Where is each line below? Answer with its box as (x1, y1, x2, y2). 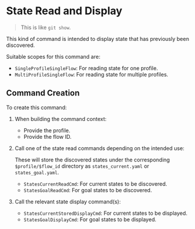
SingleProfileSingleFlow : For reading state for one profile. (14, 64, 158, 72)
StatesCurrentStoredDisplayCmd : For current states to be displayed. (23, 209, 188, 217)
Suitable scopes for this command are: (6, 53, 101, 60)
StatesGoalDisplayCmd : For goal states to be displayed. (23, 215, 156, 223)
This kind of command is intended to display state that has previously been (6, 35, 190, 42)
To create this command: (6, 104, 67, 111)
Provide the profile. (23, 126, 71, 134)
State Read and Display (6, 4, 123, 18)
